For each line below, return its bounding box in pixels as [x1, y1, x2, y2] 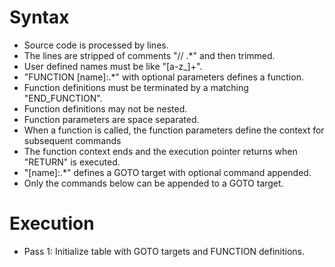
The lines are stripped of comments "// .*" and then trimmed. [23, 49, 276, 61]
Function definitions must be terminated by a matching [23, 81, 249, 93]
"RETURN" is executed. [23, 156, 121, 168]
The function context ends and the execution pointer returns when [23, 145, 298, 157]
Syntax [9, 6, 70, 29]
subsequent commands [23, 134, 122, 146]
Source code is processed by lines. [23, 39, 169, 51]
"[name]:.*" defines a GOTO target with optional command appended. [23, 166, 312, 178]
